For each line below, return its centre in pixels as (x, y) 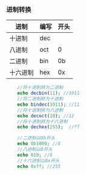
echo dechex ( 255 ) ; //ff (48, 127)
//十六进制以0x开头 (38, 160)
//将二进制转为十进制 (40, 99)
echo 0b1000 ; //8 (39, 144)
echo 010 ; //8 (35, 155)
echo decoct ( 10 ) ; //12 (46, 116)
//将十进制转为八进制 (40, 110)
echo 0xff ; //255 (39, 166)
